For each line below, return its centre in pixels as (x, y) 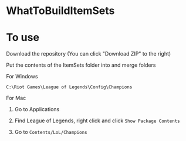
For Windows (22, 77)
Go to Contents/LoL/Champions (51, 132)
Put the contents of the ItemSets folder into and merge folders (81, 65)
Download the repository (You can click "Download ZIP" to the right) (89, 54)
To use (23, 38)
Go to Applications (37, 109)
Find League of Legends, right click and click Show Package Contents (97, 121)
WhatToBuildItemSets (60, 11)
